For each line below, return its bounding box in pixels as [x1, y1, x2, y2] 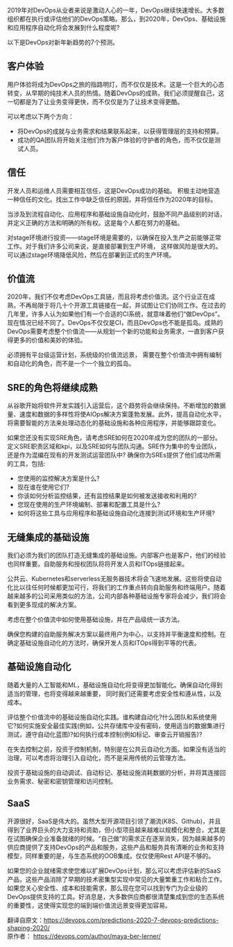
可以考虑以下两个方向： [7, 112, 74, 120]
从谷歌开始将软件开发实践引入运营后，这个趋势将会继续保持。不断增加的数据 [7, 401, 226, 410]
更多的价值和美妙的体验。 [12, 336, 87, 344]
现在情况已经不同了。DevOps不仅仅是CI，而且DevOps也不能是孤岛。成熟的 [7, 319, 223, 327]
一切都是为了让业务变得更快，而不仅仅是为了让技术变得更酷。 [7, 97, 184, 106]
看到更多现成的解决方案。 [7, 601, 80, 609]
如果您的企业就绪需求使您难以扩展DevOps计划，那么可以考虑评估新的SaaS [7, 866, 221, 875]
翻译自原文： [7, 916, 44, 924]
